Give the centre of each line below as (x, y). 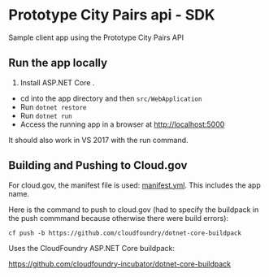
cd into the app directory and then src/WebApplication (111, 98)
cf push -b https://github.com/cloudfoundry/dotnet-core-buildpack (125, 233)
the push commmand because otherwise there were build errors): (119, 218)
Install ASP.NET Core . (57, 82)
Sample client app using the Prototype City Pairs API (96, 37)
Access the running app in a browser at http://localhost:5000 (122, 124)
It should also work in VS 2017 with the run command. (98, 140)
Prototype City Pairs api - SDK (112, 15)
